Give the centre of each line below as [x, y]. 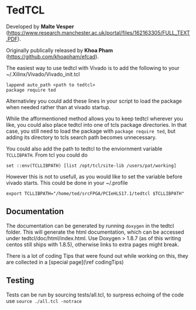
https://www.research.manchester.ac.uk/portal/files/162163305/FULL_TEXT [99, 32]
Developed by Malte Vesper [40, 26]
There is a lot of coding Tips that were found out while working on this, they [97, 255]
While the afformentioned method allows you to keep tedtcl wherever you [94, 119]
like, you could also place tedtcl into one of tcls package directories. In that [97, 124]
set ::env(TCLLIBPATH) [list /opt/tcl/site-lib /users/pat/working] [91, 166]
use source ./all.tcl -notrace [44, 301]
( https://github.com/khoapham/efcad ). [53, 56]
